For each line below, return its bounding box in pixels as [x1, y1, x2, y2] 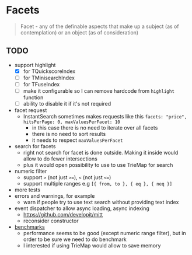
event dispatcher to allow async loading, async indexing [14, 205, 150, 212]
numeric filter [14, 167, 47, 175]
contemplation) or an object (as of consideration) [20, 29, 139, 36]
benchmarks [14, 223, 45, 230]
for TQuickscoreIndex [23, 68, 76, 75]
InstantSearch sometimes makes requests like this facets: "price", [23, 113, 187, 120]
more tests [14, 186, 41, 193]
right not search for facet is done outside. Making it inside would [23, 149, 179, 156]
